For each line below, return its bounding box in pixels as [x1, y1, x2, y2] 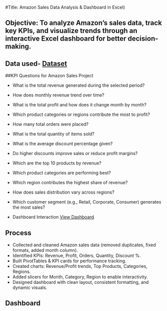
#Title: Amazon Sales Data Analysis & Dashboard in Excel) [5, 5, 125, 10]
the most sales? [12, 204, 45, 210]
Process [5, 228, 32, 237]
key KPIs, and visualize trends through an [5, 27, 138, 35]
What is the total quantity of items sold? [12, 131, 95, 137]
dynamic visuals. [12, 284, 48, 290]
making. [5, 42, 32, 51]
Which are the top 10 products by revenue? [12, 160, 102, 166]
